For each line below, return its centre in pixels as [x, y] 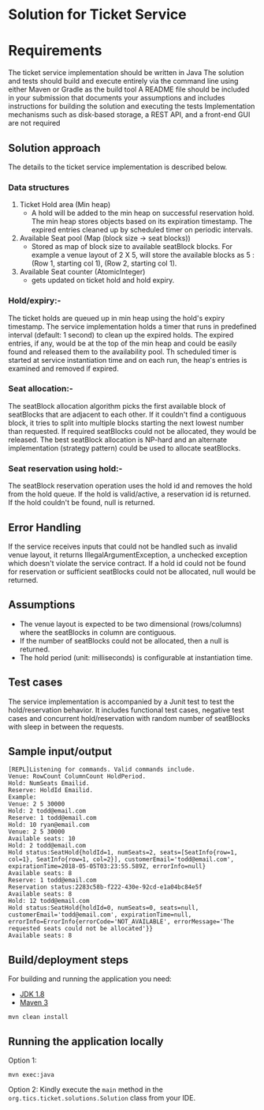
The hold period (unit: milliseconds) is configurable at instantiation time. [136, 657]
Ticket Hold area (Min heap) [65, 205]
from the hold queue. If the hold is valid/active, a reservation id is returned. [129, 494]
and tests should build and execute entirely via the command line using [123, 81]
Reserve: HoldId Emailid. [50, 791]
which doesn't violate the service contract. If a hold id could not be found [127, 563]
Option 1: [22, 1060]
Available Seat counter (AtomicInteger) [82, 272]
